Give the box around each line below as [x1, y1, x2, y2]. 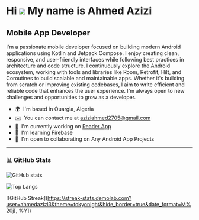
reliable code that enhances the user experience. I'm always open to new [6, 88, 185, 94]
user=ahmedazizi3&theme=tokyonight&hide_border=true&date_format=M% [6, 201, 191, 208]
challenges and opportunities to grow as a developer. [6, 93, 136, 101]
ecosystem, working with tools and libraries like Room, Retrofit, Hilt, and [6, 69, 182, 75]
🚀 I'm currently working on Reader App [14, 123, 111, 130]
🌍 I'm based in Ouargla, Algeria [14, 105, 94, 112]
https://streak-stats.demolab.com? [47, 195, 132, 202]
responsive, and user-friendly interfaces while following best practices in [6, 56, 185, 63]
